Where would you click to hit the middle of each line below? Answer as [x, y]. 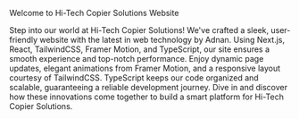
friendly [24, 40]
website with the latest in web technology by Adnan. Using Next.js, [162, 40]
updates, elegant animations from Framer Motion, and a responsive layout [145, 68]
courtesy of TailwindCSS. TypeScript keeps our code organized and [134, 78]
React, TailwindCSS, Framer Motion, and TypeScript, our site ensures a [140, 49]
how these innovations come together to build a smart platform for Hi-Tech [146, 97]
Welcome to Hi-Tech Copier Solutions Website [94, 13]
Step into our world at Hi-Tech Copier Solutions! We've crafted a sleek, [139, 30]
